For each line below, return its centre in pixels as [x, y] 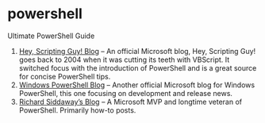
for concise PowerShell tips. [65, 76]
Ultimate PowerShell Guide [51, 36]
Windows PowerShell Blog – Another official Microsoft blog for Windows [137, 85]
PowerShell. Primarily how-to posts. [77, 110]
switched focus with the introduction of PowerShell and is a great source [138, 67]
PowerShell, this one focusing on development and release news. [126, 93]
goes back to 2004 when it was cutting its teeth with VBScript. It [124, 60]
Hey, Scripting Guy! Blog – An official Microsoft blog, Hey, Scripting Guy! [137, 51]
